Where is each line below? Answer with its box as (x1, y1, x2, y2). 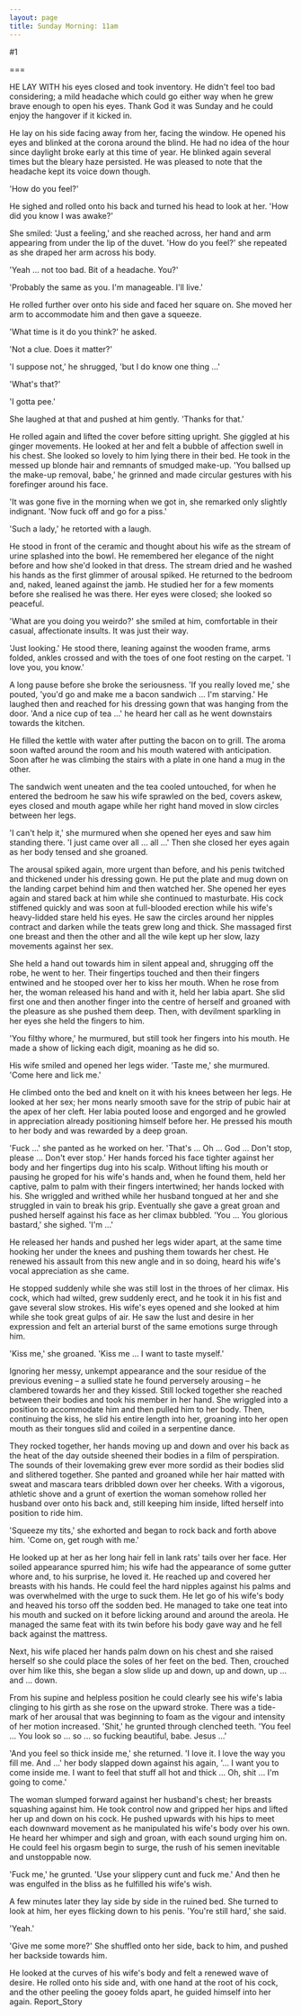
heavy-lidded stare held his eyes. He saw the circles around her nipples (9, 912, 274, 922)
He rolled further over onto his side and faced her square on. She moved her (9, 299, 292, 310)
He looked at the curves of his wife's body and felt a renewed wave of (9, 1967, 270, 1978)
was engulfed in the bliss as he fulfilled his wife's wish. (9, 1878, 213, 1889)
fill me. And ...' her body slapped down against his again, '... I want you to (9, 1757, 279, 1768)
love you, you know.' (9, 661, 85, 672)
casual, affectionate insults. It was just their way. (9, 625, 189, 636)
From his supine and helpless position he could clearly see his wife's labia (9, 1692, 283, 1703)
